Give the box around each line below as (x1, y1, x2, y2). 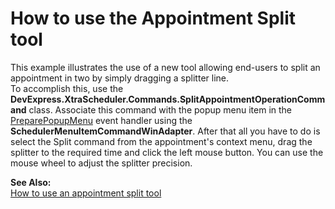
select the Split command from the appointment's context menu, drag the (10, 135, 313, 147)
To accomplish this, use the (10, 82, 124, 94)
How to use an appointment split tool (10, 187, 162, 199)
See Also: (10, 176, 52, 188)
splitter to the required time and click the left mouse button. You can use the (10, 146, 324, 158)
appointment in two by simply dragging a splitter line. (10, 72, 230, 84)
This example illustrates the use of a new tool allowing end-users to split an (10, 61, 321, 73)
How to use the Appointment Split (10, 7, 297, 30)
